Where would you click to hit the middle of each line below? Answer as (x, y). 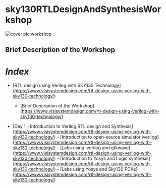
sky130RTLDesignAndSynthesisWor (83, 9)
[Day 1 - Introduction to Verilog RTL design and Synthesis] (73, 127)
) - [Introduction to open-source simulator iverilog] (106, 137)
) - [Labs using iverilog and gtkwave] (92, 148)
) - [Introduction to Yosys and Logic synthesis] (102, 159)
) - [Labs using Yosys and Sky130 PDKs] (96, 169)
